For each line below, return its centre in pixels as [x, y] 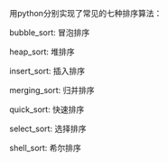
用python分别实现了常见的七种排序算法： [86, 13]
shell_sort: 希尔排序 [45, 148]
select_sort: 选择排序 [48, 129]
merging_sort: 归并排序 [52, 90]
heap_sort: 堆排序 [42, 52]
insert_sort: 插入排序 [47, 71]
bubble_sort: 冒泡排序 [50, 33]
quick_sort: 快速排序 [47, 110]
